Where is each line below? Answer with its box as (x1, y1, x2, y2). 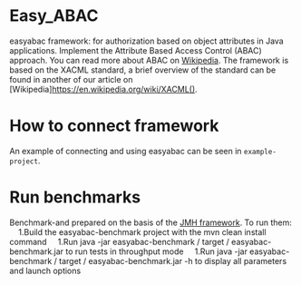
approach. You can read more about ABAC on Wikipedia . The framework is (9, 54, 289, 65)
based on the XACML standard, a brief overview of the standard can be (9, 64, 277, 75)
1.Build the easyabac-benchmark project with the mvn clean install (17, 226, 267, 237)
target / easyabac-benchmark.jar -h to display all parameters (58, 255, 287, 266)
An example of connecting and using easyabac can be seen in (9, 145, 242, 156)
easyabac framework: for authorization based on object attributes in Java (9, 35, 284, 46)
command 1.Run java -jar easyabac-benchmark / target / (9, 236, 229, 247)
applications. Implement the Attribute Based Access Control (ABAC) (9, 44, 263, 55)
